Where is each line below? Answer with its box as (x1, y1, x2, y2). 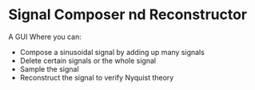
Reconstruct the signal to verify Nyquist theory (19, 72, 174, 82)
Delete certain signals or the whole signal (19, 56, 157, 65)
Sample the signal (19, 64, 79, 73)
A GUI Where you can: (8, 32, 82, 41)
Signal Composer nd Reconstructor (8, 6, 248, 24)
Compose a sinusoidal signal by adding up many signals (19, 47, 205, 57)
